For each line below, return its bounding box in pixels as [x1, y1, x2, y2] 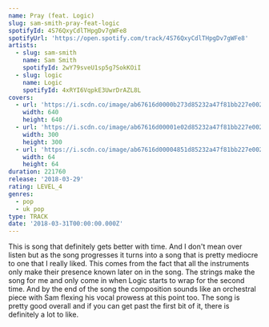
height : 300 [22, 138, 62, 146]
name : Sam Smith [22, 57, 78, 65]
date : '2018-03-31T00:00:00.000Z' [8, 220, 124, 228]
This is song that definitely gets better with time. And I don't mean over [8, 241, 243, 252]
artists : [8, 42, 38, 50]
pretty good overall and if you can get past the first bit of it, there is [8, 301, 230, 311]
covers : [8, 94, 34, 102]
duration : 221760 [8, 168, 66, 176]
